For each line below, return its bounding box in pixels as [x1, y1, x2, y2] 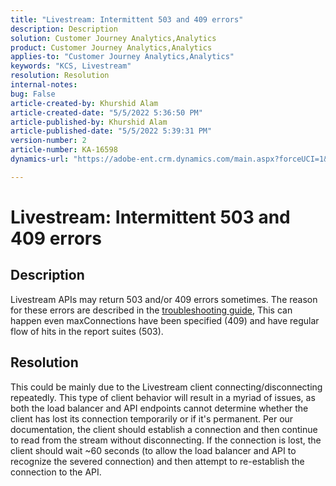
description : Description [10, 24, 118, 34]
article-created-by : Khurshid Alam [10, 98, 159, 108]
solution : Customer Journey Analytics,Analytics [10, 33, 217, 43]
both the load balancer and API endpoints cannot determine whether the [10, 402, 309, 414]
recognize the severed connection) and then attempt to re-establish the [10, 455, 305, 467]
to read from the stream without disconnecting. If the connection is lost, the [10, 434, 322, 446]
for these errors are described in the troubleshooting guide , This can [10, 304, 293, 316]
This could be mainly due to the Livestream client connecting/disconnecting [10, 381, 323, 393]
